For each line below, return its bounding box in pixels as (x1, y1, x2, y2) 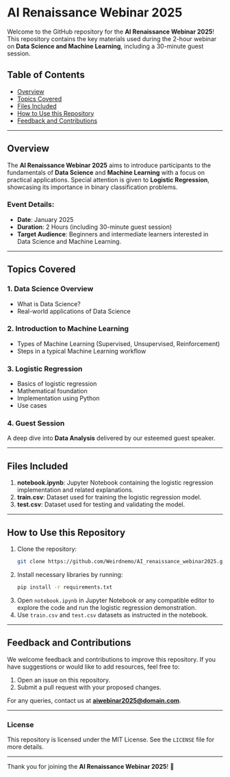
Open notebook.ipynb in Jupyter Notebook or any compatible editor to (16, 596, 214, 604)
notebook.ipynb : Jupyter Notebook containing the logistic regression (16, 478, 214, 487)
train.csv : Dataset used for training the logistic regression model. (16, 493, 202, 502)
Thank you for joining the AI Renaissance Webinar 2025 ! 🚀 (7, 762, 175, 770)
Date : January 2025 (16, 215, 74, 223)
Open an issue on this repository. (16, 676, 111, 684)
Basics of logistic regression (16, 380, 97, 388)
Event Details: (7, 200, 55, 210)
